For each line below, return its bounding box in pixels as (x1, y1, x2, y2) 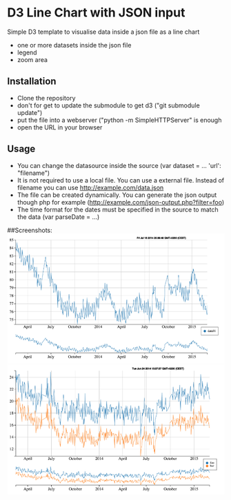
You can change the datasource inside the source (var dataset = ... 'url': (17, 161, 222, 169)
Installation (7, 76, 57, 87)
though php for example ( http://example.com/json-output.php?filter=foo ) (17, 198, 225, 206)
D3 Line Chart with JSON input (7, 5, 185, 21)
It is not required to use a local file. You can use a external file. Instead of (17, 176, 225, 184)
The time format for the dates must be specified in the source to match (17, 205, 219, 213)
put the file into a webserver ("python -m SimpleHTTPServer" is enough (17, 116, 222, 124)
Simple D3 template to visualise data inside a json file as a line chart (7, 28, 200, 36)
